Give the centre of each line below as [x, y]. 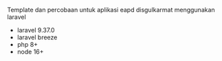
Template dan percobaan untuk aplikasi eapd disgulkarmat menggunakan [111, 10]
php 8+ [27, 44]
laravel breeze [37, 37]
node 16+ [30, 52]
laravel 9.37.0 [36, 30]
